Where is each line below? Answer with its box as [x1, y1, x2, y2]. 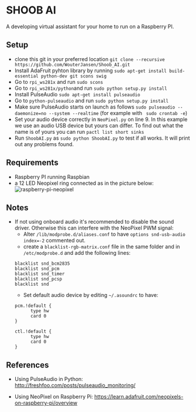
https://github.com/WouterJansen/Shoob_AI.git [14, 62, 130, 67]
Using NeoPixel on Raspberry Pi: [14, 393, 94, 400]
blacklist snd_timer [14, 271, 65, 277]
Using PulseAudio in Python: [14, 376, 83, 383]
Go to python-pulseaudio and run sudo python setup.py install [14, 97, 169, 104]
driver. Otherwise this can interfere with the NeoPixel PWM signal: [14, 224, 174, 232]
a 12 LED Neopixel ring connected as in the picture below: [14, 180, 154, 187]
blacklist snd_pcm [14, 266, 60, 272]
